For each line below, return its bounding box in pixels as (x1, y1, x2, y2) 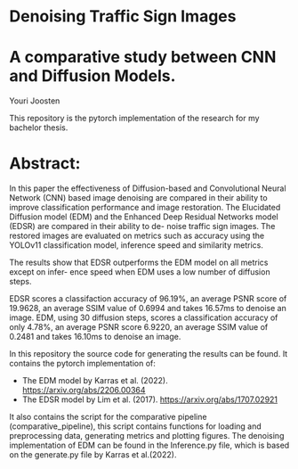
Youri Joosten (9, 95, 60, 106)
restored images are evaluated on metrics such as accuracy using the (9, 230, 265, 242)
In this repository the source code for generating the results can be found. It (9, 349, 288, 359)
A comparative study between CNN (9, 47, 277, 68)
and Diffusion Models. (9, 66, 176, 86)
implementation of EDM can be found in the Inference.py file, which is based (9, 440, 290, 451)
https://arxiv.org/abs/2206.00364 (21, 385, 146, 396)
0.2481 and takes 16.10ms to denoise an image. (9, 332, 181, 342)
